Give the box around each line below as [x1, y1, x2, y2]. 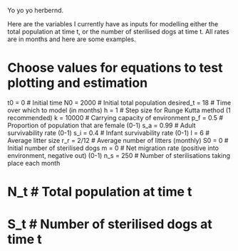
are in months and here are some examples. [7, 35, 137, 43]
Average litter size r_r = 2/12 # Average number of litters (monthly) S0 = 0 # [7, 136, 229, 144]
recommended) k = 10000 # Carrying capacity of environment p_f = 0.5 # [7, 113, 223, 122]
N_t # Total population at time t [7, 184, 192, 200]
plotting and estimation [7, 75, 148, 91]
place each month [7, 159, 61, 167]
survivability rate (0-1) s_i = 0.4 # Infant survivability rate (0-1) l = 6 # [7, 128, 210, 137]
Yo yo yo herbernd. [7, 6, 64, 14]
